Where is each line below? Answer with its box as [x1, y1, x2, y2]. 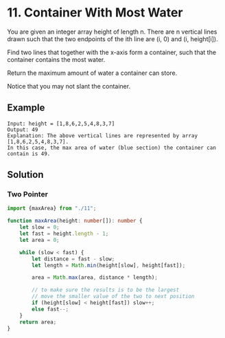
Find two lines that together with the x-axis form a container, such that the [7, 48, 217, 56]
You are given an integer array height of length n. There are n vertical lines [7, 27, 217, 36]
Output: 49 [7, 126, 38, 133]
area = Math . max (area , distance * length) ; [32, 274, 158, 281]
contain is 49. [7, 150, 51, 157]
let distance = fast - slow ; [32, 256, 115, 262]
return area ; [19, 318, 57, 326]
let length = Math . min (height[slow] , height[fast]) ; [32, 262, 186, 269]
